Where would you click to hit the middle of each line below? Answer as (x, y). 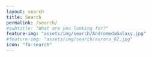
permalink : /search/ (32, 23)
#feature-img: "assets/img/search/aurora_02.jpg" (70, 39)
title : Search (24, 17)
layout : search (25, 12)
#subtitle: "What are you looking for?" (58, 28)
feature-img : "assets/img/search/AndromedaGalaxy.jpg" (76, 34)
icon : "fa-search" (29, 45)
